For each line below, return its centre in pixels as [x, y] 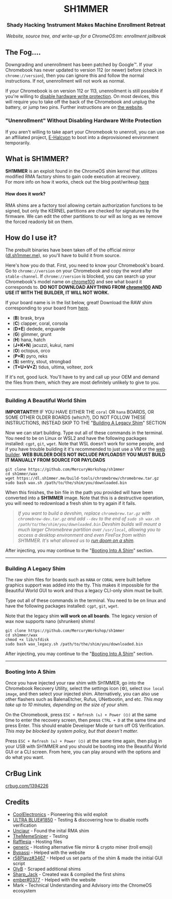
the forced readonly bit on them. [39, 222]
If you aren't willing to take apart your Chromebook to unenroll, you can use [85, 132]
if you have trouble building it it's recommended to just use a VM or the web [85, 449]
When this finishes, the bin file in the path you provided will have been [79, 492]
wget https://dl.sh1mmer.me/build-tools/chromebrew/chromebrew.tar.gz [82, 478]
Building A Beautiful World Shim [46, 401]
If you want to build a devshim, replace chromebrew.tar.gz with [84, 513]
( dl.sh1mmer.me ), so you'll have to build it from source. [63, 256]
